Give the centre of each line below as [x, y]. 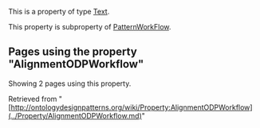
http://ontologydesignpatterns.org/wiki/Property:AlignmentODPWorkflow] [132, 107]
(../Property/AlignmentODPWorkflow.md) [75, 115]
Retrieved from [33, 99]
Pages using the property [73, 52]
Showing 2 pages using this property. [70, 83]
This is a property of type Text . [59, 12]
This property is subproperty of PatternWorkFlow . [90, 27]
